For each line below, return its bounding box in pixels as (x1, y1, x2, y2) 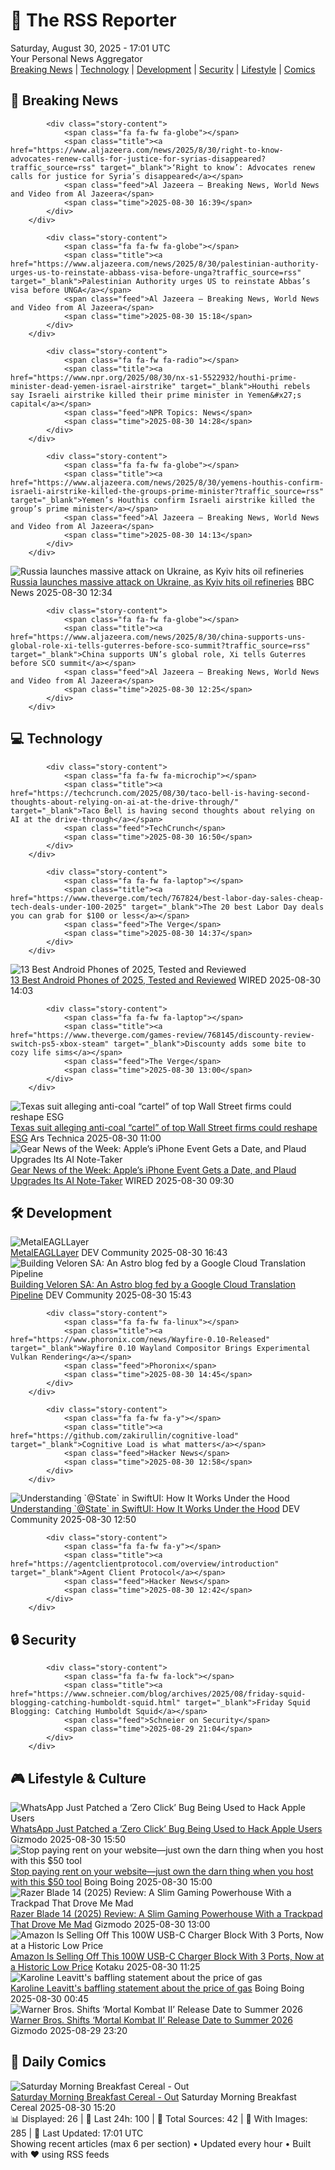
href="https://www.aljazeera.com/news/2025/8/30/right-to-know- (10, 145, 284, 155)
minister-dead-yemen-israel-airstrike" (10, 381, 177, 391)
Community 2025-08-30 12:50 (10, 1514, 137, 1526)
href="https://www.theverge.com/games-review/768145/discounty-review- (10, 1030, 315, 1040)
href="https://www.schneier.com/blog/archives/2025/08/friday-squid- (10, 1689, 307, 1699)
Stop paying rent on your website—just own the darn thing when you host (10, 1865, 314, 1877)
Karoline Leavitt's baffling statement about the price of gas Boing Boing (10, 1982, 305, 1994)
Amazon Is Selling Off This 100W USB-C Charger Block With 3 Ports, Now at (10, 1950, 325, 1962)
